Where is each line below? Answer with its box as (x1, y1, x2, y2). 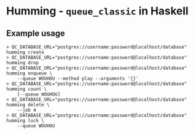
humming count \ (6, 86, 47, 92)
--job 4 (17, 107, 36, 113)
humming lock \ (6, 118, 45, 124)
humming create (6, 49, 45, 55)
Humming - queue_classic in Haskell (6, 4, 189, 18)
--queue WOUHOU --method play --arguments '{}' (17, 76, 139, 82)
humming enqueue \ (6, 70, 52, 76)
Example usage (6, 28, 65, 38)
